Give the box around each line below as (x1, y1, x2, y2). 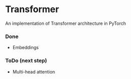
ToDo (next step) (5, 57, 47, 64)
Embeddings (12, 45, 39, 51)
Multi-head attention (12, 68, 55, 74)
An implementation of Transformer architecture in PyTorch (5, 20, 126, 26)
